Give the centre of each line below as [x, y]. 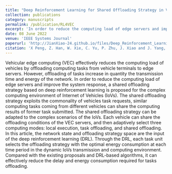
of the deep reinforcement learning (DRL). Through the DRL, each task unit [84, 139]
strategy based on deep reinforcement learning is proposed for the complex [85, 90]
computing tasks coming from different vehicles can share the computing [83, 106]
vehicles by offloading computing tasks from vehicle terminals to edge [79, 68]
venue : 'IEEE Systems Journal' [39, 39]
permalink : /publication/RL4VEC [40, 24]
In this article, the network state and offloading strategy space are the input [85, 133]
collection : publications [33, 15]
